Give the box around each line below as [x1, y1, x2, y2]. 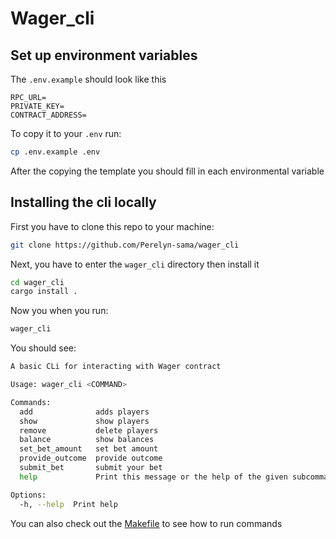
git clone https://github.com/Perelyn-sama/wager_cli [10, 240, 240, 250]
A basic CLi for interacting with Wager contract [10, 362, 222, 372]
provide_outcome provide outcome [19, 453, 163, 464]
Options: [10, 490, 47, 500]
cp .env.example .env [10, 147, 101, 157]
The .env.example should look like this [10, 73, 167, 85]
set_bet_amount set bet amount [19, 444, 159, 454]
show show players [19, 416, 150, 426]
